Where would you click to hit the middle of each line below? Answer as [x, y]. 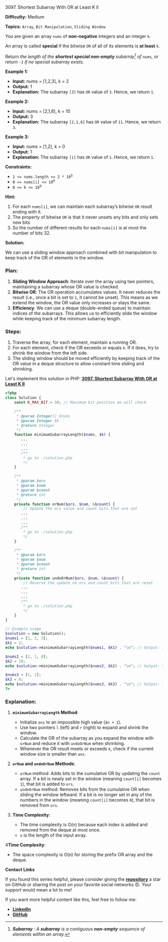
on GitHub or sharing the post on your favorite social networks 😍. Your [78, 885]
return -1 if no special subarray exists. [45, 61]
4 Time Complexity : [25, 845]
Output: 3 [23, 116]
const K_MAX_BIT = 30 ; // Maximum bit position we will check [80, 402]
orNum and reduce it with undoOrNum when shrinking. [72, 744]
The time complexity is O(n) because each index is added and [83, 825]
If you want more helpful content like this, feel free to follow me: [71, 900]
